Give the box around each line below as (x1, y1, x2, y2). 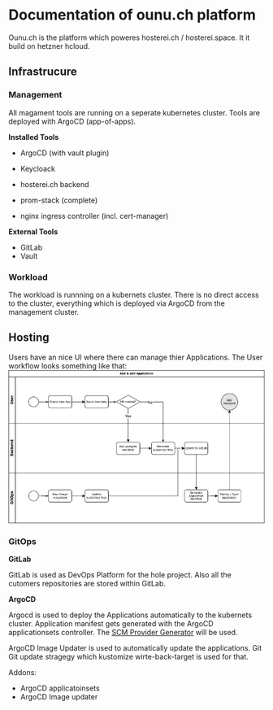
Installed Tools (8, 132, 59, 142)
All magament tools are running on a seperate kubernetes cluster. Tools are (8, 107, 260, 117)
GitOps (8, 536, 37, 547)
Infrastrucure (8, 65, 77, 79)
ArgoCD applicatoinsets (19, 683, 100, 693)
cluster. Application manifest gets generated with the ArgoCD (8, 619, 214, 629)
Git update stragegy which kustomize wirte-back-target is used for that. (8, 652, 249, 662)
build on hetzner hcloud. (8, 41, 91, 50)
